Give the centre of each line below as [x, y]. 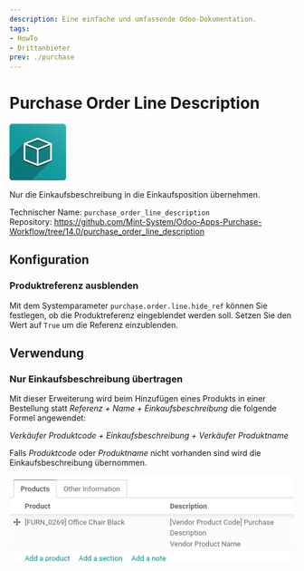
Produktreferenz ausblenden [74, 285]
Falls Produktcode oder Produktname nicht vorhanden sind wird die [135, 453]
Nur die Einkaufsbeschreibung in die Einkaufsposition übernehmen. [135, 195]
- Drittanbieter [40, 48]
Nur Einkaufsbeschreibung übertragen [96, 379]
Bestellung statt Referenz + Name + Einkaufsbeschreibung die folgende [143, 409]
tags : [19, 29]
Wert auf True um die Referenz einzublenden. [94, 324]
